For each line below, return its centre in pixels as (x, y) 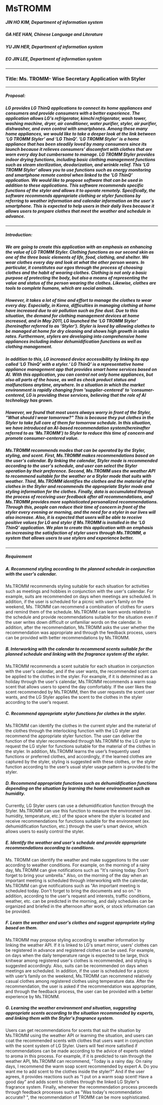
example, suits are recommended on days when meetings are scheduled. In (81, 597)
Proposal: (15, 96)
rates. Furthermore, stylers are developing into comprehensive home (76, 336)
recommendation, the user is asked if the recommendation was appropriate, (81, 986)
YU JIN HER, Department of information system (54, 47)
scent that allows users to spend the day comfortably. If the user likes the (79, 687)
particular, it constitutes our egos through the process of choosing (74, 267)
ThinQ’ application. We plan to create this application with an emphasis (79, 528)
